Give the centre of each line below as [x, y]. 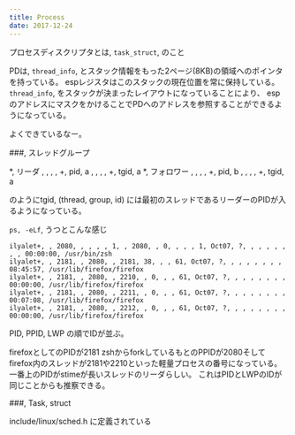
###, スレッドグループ [49, 152]
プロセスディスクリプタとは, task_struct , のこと [97, 52]
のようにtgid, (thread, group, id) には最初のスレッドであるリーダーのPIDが [144, 199]
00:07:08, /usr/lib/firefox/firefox [76, 300]
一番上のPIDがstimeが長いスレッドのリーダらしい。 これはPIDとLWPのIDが [146, 374]
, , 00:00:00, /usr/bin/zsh [61, 254]
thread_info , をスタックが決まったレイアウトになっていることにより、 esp [145, 93]
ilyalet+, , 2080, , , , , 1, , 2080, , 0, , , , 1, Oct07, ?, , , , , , [148, 246]
